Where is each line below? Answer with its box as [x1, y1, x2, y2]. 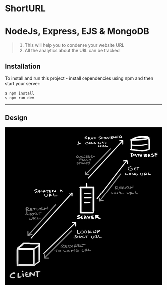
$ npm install [5, 91, 35, 96]
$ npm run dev [5, 96, 35, 100]
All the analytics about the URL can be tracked [24, 48, 120, 54]
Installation [5, 62, 41, 70]
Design [5, 114, 28, 122]
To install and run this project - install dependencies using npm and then [5, 75, 153, 81]
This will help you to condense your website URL [24, 42, 125, 48]
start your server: [5, 80, 41, 86]
